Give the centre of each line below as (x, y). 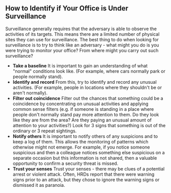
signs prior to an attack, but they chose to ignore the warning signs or (86, 179)
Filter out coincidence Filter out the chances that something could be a (88, 98)
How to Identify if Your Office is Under (67, 8)
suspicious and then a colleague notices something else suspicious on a (89, 152)
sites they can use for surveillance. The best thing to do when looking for (82, 39)
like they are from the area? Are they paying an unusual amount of (82, 120)
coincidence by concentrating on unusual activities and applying (81, 104)
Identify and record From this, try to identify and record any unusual (84, 82)
